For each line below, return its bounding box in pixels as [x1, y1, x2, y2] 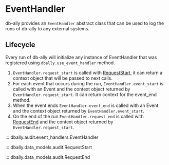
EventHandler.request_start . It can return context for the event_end [12, 91, 157, 98]
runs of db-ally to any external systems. [5, 25, 90, 31]
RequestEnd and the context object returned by [12, 119, 114, 125]
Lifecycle [5, 41, 35, 49]
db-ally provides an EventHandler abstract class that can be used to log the [5, 20, 164, 26]
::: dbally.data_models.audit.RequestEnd [5, 154, 90, 160]
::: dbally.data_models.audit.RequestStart [5, 144, 92, 150]
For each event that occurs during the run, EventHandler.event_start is [12, 80, 164, 86]
